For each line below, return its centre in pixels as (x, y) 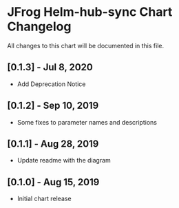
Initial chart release (44, 199)
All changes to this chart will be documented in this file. (85, 45)
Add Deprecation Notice (51, 84)
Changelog (39, 27)
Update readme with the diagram (64, 160)
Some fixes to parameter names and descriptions (87, 122)
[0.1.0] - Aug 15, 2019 (53, 182)
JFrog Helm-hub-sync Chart (90, 12)
